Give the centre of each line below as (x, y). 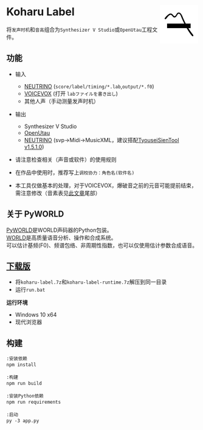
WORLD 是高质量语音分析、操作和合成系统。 (61, 237)
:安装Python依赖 (25, 396)
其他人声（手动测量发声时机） (61, 101)
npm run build (24, 384)
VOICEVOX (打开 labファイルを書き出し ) (71, 93)
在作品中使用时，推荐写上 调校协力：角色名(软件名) (75, 172)
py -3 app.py (23, 421)
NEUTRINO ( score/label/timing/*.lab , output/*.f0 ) (89, 86)
